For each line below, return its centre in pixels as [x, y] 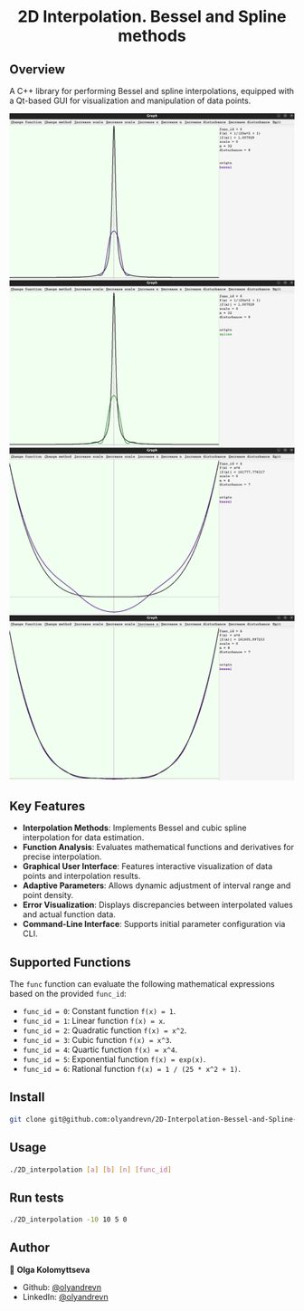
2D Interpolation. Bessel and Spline [152, 17]
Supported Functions [70, 962]
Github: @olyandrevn [62, 1287]
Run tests [37, 1197]
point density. [48, 895]
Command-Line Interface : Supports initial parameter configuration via [154, 924]
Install [27, 1097]
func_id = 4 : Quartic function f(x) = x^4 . [100, 1050]
